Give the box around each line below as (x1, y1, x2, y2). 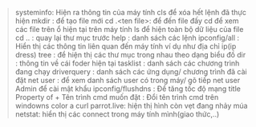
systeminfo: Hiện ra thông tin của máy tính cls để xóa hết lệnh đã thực (14, 8, 246, 17)
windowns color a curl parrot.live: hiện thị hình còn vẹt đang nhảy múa (14, 101, 248, 110)
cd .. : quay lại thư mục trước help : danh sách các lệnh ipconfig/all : (14, 33, 240, 42)
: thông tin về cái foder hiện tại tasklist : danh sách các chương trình (14, 58, 240, 68)
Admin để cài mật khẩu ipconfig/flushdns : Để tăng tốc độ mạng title (14, 84, 242, 93)
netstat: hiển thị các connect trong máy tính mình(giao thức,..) (14, 109, 220, 119)
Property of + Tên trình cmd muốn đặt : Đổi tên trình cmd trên (14, 93, 219, 101)
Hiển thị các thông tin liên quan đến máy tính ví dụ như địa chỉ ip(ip (14, 42, 237, 51)
